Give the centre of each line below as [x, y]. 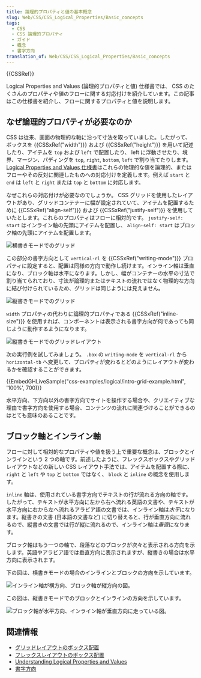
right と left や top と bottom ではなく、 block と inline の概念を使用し [95, 474]
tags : [13, 23]
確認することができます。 [53, 370]
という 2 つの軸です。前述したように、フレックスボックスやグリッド [111, 459]
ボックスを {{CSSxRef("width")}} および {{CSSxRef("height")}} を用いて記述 [100, 145]
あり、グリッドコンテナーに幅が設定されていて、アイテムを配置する [105, 203]
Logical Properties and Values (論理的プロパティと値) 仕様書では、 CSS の [98, 86]
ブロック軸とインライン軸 [53, 436]
